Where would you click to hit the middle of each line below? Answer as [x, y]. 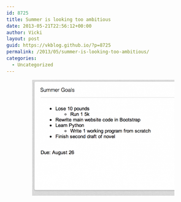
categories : [21, 58]
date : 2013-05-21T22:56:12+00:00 [49, 26]
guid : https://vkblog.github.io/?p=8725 [59, 45]
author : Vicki [25, 33]
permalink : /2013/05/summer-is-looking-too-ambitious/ [78, 52]
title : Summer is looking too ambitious [59, 19]
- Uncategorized [33, 64]
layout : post [23, 39]
